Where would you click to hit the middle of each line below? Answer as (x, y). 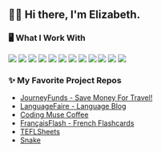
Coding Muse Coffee (54, 114)
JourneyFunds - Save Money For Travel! (86, 98)
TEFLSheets (40, 131)
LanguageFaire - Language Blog (73, 106)
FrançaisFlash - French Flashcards (77, 123)
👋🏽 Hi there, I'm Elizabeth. (74, 15)
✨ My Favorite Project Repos (65, 80)
